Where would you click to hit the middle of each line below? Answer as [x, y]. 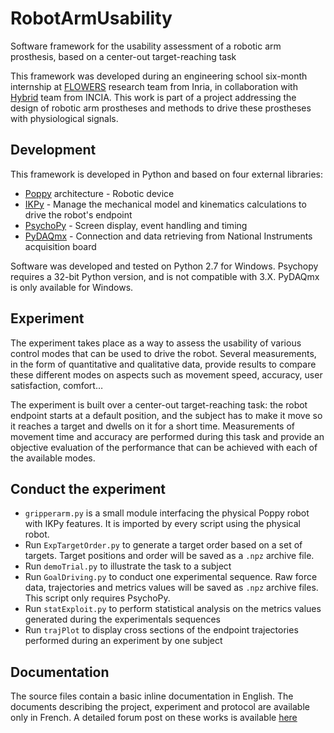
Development [53, 150]
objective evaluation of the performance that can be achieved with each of [164, 447]
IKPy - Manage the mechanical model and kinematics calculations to [165, 204]
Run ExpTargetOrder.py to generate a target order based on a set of [163, 545]
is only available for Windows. [72, 287]
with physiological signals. [64, 118]
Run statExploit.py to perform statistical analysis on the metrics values [173, 609]
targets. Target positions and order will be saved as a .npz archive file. [169, 556]
